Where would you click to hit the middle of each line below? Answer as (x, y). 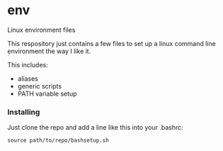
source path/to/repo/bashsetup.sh (58, 140)
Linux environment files (41, 30)
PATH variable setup (47, 94)
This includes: (28, 65)
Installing (24, 112)
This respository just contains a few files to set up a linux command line (111, 43)
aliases (28, 78)
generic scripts (40, 86)
